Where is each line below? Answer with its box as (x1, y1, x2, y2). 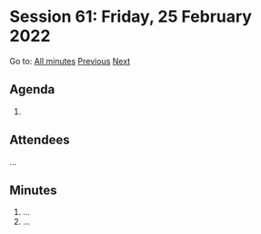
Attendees (9, 132, 70, 148)
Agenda (9, 82, 55, 97)
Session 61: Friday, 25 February (9, 6, 253, 27)
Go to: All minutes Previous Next (9, 55, 131, 66)
